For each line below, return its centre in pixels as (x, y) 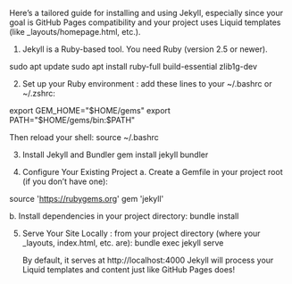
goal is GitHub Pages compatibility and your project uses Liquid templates (145, 22)
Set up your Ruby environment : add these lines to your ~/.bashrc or (147, 84)
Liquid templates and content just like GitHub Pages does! (129, 270)
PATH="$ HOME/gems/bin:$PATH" (72, 120)
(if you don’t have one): (65, 181)
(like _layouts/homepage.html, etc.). (75, 32)
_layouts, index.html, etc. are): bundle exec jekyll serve (123, 243)
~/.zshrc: (39, 93)
